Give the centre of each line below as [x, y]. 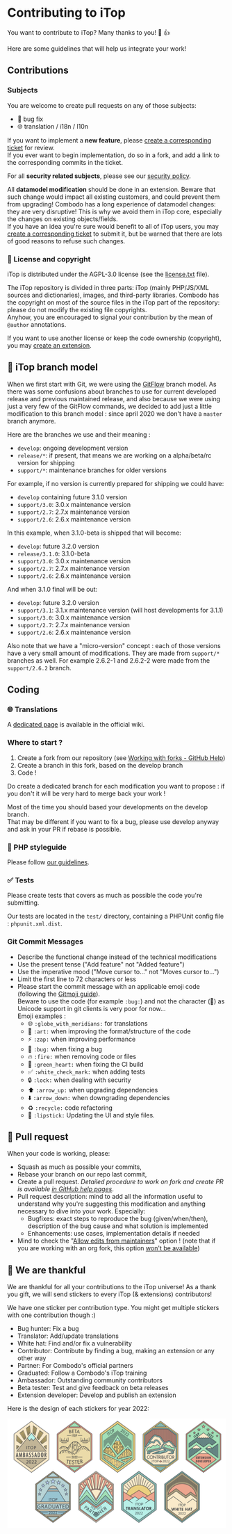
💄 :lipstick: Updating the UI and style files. [91, 1115]
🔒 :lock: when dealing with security [79, 1080]
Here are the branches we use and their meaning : [79, 434]
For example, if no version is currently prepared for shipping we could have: [116, 483]
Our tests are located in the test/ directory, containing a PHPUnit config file [116, 917]
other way [32, 1358]
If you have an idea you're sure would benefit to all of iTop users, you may [113, 226]
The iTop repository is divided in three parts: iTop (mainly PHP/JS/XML [108, 287]
